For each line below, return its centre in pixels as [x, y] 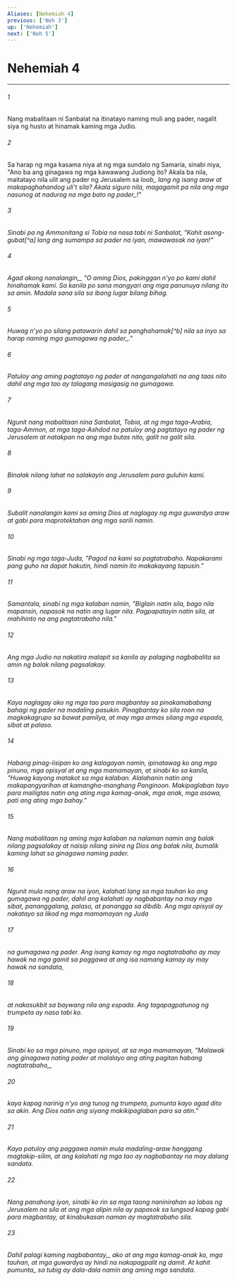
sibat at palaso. [30, 724]
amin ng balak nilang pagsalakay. [57, 664]
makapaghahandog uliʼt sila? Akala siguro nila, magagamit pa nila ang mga [118, 187]
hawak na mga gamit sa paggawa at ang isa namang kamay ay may [108, 959]
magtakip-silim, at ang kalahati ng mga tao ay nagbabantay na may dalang [118, 1156]
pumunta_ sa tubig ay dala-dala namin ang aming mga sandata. [102, 1270]
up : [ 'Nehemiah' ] [33, 27]
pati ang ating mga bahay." [47, 801]
